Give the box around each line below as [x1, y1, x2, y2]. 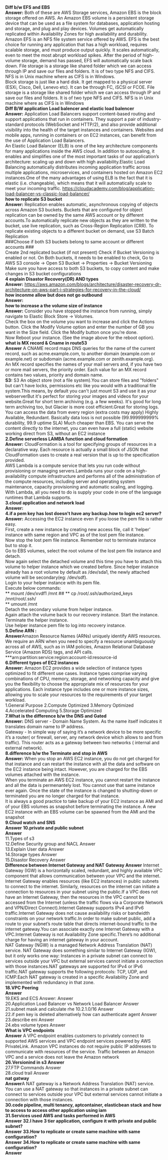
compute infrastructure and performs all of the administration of [28, 473, 160, 479]
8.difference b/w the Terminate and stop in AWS [5, 750, 108, 756]
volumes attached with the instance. [5, 772, 80, 777]
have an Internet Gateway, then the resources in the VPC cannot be [5, 894, 144, 900]
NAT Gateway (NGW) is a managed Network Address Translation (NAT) [5, 942, 152, 948]
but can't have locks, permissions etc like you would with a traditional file [5, 383, 156, 388]
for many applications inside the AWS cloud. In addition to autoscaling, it [5, 148, 155, 154]
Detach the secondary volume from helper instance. [5, 606, 113, 612]
